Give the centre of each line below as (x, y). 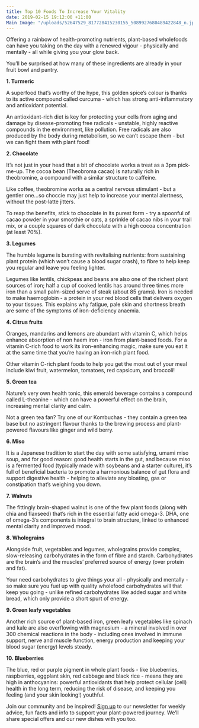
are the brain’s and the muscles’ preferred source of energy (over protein (95, 562)
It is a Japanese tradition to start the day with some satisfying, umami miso (97, 453)
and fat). (17, 568)
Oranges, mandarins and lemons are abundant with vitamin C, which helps (97, 334)
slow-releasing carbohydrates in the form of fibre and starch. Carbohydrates (99, 555)
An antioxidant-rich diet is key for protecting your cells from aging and (92, 117)
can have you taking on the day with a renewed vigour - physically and (92, 46)
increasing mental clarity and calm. (49, 406)
